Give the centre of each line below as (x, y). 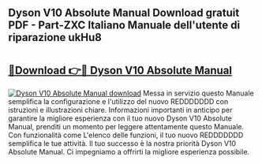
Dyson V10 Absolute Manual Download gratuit (124, 13)
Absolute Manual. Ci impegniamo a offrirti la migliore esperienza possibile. (129, 152)
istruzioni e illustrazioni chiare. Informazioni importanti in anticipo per (120, 110)
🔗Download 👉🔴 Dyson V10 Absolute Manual (120, 70)
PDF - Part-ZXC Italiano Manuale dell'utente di (124, 26)
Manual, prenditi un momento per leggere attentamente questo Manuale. (126, 127)
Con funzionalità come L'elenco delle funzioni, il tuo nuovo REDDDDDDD (126, 135)
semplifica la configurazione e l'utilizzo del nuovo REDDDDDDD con (118, 101)
